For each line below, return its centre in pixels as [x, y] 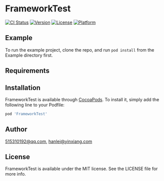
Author [16, 129]
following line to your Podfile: [35, 105]
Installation [23, 88]
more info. [16, 174]
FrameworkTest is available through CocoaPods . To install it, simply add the [82, 99]
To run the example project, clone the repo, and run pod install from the [80, 50]
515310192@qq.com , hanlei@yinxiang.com [49, 141]
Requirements [27, 71]
